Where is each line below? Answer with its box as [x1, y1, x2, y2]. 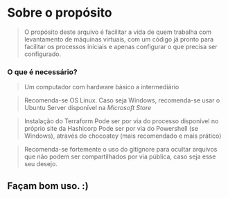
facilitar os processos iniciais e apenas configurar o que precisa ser [24, 42, 218, 51]
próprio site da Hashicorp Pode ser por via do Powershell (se [24, 125, 199, 133]
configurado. [24, 50, 62, 58]
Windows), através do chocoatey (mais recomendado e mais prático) [24, 132, 222, 140]
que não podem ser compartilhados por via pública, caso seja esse [24, 152, 216, 161]
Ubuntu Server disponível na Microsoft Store [24, 104, 152, 112]
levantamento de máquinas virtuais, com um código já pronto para [24, 35, 213, 43]
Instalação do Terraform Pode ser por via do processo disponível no [24, 117, 219, 125]
